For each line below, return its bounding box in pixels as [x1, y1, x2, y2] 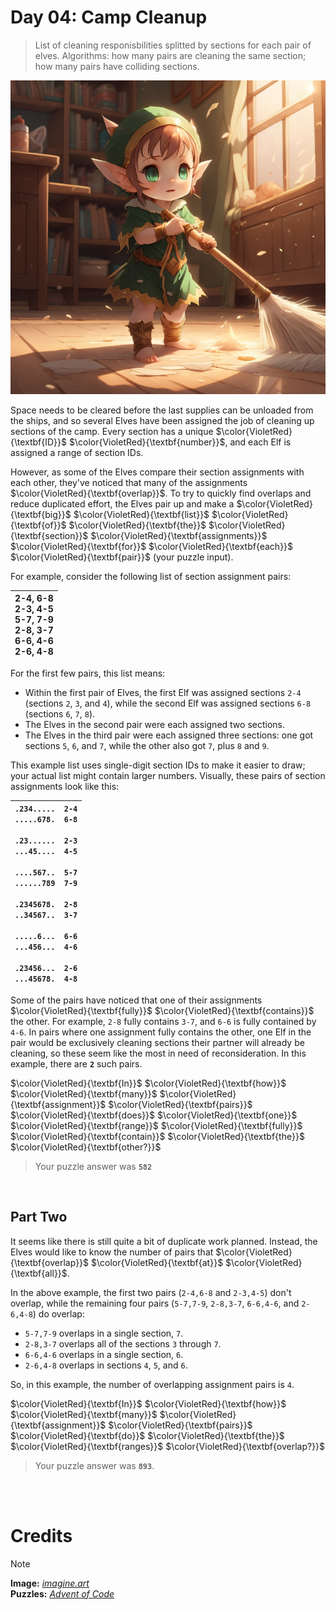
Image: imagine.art [10, 1577, 90, 1589]
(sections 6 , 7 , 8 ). [24, 707, 96, 720]
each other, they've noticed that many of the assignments [10, 476, 248, 488]
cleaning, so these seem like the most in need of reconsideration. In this [10, 1047, 307, 1059]
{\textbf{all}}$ [10, 1267, 68, 1279]
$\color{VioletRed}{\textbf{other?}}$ [10, 1141, 162, 1153]
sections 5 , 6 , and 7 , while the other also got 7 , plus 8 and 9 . [24, 739, 270, 751]
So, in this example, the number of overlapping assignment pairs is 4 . [10, 1378, 295, 1390]
